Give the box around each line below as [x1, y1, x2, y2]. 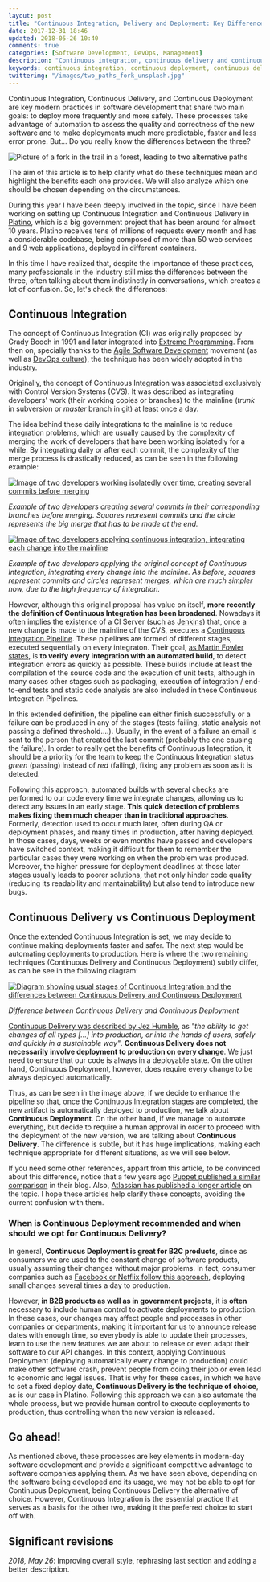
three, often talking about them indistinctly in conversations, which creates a [8, 275, 261, 285]
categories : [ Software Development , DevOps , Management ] [8, 49, 203, 57]
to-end [8, 685, 31, 695]
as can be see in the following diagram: [8, 966, 138, 976]
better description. [8, 1564, 70, 1574]
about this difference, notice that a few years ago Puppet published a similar [8, 1172, 261, 1182]
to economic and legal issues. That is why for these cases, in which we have [8, 1372, 262, 1383]
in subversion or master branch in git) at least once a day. [8, 404, 199, 414]
